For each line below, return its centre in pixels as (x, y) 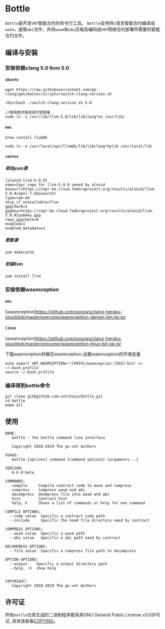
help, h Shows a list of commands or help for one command (78, 503)
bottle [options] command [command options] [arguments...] (75, 459)
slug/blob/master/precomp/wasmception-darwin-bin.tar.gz (65, 317)
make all (14, 405)
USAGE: (12, 455)
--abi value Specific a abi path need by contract (65, 538)
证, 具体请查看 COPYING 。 (32, 621)
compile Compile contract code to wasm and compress (72, 485)
